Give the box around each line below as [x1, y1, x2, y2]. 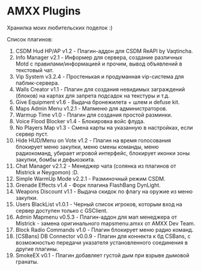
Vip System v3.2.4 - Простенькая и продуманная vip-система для [15, 73, 184, 80]
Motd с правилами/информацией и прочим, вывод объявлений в [15, 60, 182, 67]
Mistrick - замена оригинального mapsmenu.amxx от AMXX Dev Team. [15, 219, 196, 227]
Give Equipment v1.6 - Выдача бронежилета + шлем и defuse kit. [15, 98, 180, 106]
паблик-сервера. [15, 79, 59, 87]
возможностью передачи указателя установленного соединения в [15, 239, 188, 246]
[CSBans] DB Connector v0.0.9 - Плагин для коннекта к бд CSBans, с [15, 233, 191, 240]
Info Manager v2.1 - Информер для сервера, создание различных [15, 53, 182, 61]
